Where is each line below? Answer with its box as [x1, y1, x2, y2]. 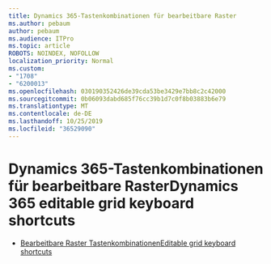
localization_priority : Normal [8, 57, 114, 66]
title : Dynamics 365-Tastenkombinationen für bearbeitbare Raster [8, 11, 237, 20]
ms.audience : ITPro [8, 34, 74, 43]
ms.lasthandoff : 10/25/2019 [8, 117, 104, 126]
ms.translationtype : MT [8, 102, 89, 110]
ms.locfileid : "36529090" [8, 125, 95, 133]
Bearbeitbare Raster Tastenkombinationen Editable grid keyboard [19, 238, 236, 248]
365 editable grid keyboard [8, 194, 194, 212]
